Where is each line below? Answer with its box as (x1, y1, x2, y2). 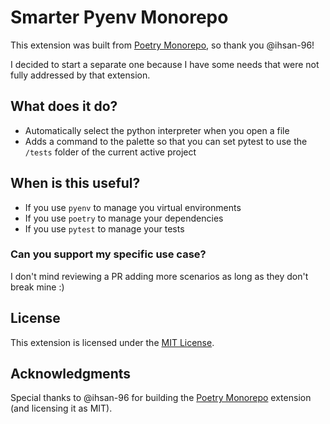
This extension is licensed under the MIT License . (10, 336, 215, 348)
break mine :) (10, 281, 65, 293)
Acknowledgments (10, 366, 132, 383)
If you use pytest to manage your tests (24, 222, 185, 235)
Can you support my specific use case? (10, 247, 207, 261)
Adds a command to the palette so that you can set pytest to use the (24, 135, 308, 147)
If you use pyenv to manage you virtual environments (24, 201, 242, 213)
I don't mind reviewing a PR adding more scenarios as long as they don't (10, 270, 309, 282)
